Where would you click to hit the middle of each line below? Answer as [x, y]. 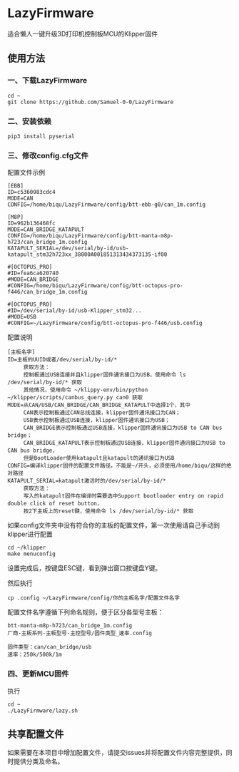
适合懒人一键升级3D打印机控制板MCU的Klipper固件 [83, 34]
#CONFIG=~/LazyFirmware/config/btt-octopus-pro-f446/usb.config [105, 323]
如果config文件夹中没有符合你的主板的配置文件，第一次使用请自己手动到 [113, 525]
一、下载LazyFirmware [47, 81]
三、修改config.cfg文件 [48, 155]
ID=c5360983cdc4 [31, 192]
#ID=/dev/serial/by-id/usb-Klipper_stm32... [75, 311]
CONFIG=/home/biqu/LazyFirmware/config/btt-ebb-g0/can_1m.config [106, 205]
